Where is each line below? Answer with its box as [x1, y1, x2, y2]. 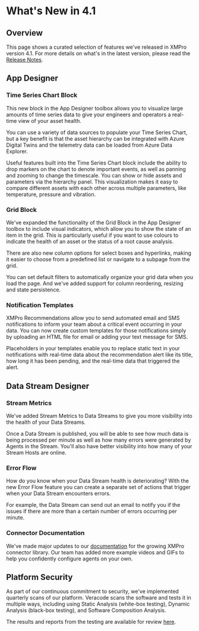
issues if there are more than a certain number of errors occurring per [6, 508, 177, 515]
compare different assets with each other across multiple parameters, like [6, 184, 187, 191]
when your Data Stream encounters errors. [6, 490, 111, 497]
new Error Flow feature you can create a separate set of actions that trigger [6, 484, 191, 491]
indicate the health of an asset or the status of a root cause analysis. [6, 237, 174, 245]
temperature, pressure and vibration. [6, 191, 96, 198]
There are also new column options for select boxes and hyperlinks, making [6, 249, 192, 256]
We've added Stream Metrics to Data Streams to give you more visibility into [6, 412, 193, 419]
